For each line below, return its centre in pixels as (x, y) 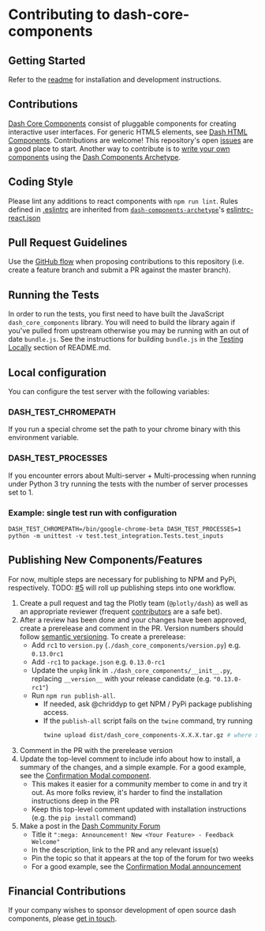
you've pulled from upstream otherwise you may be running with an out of (129, 331)
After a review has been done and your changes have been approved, (133, 619)
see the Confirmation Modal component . (85, 775)
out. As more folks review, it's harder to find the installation (127, 792)
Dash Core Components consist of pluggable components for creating (122, 123)
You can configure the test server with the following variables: (109, 392)
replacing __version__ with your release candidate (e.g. (121, 679)
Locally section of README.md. (60, 348)
